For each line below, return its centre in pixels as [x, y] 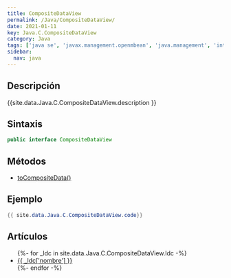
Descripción [34, 86]
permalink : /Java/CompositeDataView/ [61, 20]
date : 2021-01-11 [32, 26]
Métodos [27, 161]
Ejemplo [25, 199]
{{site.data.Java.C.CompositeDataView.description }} [82, 102]
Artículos [27, 236]
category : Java [29, 39]
